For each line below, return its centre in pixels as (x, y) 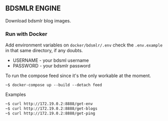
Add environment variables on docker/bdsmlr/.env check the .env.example (84, 45)
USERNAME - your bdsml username (51, 60)
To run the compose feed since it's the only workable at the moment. (78, 76)
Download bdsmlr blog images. (38, 20)
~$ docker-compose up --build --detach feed (54, 85)
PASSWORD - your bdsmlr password (52, 66)
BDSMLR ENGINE (33, 8)
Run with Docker (26, 34)
